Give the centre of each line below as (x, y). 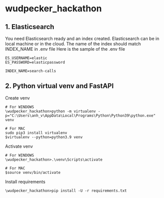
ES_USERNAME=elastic (26, 58)
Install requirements (25, 181)
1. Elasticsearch (30, 27)
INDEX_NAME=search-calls (31, 71)
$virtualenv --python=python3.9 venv (44, 137)
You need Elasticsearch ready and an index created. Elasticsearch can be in (82, 38)
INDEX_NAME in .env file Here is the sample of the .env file (65, 49)
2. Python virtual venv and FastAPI (60, 86)
